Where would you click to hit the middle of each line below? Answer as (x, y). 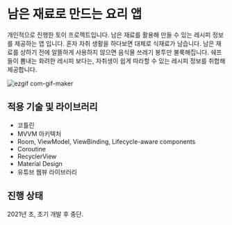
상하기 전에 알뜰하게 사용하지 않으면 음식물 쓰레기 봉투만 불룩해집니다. (115, 52)
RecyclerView (37, 156)
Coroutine (32, 149)
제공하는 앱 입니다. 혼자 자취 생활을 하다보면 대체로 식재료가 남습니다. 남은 (114, 43)
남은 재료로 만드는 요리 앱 (75, 14)
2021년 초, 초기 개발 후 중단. (45, 214)
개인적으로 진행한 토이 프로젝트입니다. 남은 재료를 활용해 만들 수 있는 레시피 (109, 35)
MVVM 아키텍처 (39, 133)
